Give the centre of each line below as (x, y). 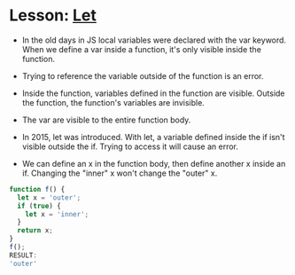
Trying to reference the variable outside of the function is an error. (143, 75)
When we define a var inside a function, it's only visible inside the (141, 49)
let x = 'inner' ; (57, 214)
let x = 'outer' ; (49, 197)
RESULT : (23, 255)
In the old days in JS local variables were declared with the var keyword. (154, 40)
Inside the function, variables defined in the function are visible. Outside (153, 93)
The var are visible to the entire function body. (106, 120)
